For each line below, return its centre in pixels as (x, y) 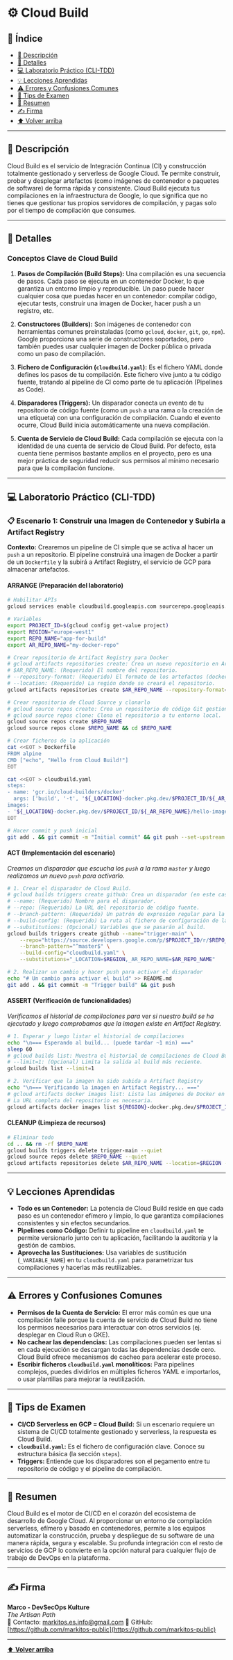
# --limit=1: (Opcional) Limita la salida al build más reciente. (105, 1062)
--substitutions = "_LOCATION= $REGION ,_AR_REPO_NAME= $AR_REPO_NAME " (118, 960)
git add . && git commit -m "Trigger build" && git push (91, 985)
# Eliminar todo (31, 1137)
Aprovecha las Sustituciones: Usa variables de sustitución (102, 1252)
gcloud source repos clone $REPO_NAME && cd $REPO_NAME (89, 728)
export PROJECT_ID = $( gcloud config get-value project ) (88, 626)
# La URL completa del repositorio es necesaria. (80, 1100)
